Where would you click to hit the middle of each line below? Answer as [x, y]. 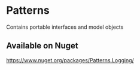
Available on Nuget [42, 46]
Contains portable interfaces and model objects [65, 27]
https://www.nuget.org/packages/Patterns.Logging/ [70, 60]
